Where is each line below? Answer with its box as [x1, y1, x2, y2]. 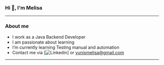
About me [5, 23, 29, 30]
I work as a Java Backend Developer [12, 34, 86, 40]
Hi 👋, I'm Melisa [5, 4, 42, 11]
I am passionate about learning [12, 39, 75, 45]
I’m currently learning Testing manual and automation [12, 44, 120, 50]
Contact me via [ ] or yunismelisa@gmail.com [12, 49, 124, 55]
